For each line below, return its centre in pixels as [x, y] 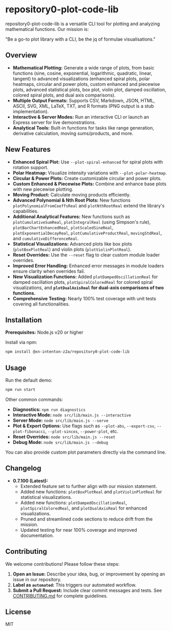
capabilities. [25, 211]
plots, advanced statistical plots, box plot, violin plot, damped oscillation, [89, 89]
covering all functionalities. [41, 304]
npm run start [21, 390]
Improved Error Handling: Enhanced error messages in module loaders [88, 265]
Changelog [23, 468]
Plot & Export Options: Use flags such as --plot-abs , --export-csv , [84, 426]
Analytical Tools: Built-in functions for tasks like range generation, [83, 128]
